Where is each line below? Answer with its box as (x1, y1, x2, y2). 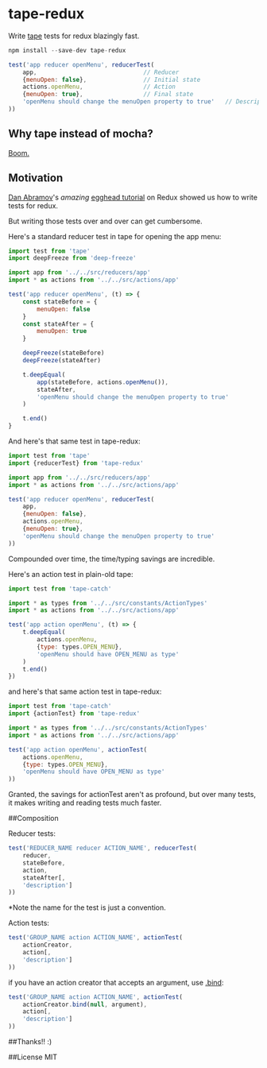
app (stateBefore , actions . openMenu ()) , (37, 378, 169, 386)
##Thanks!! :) (8, 1037, 52, 1047)
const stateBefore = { (22, 297, 98, 306)
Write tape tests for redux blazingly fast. (8, 31, 140, 41)
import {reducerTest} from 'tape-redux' (8, 459, 145, 467)
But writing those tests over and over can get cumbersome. (8, 216, 203, 226)
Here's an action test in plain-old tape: (8, 569, 133, 578)
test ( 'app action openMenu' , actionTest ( (8, 745, 148, 753)
